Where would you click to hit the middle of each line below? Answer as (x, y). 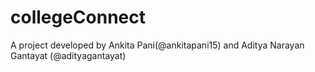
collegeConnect (78, 17)
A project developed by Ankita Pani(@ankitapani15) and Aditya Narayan (157, 45)
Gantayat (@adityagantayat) (68, 55)
